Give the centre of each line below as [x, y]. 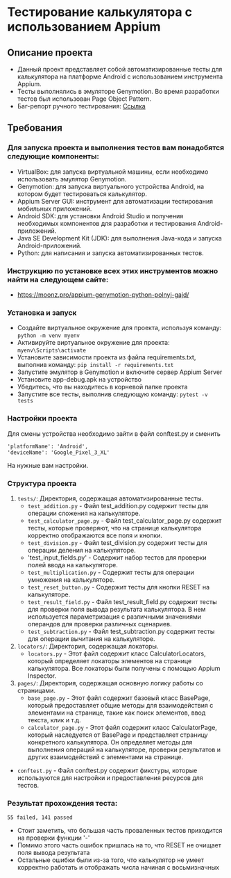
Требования [35, 128]
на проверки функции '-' [53, 838]
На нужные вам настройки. [48, 465]
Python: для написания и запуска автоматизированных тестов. [110, 253]
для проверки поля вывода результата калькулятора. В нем [117, 609]
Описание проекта [50, 52]
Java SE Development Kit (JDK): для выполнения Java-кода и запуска [119, 238]
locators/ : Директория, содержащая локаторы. [88, 646]
